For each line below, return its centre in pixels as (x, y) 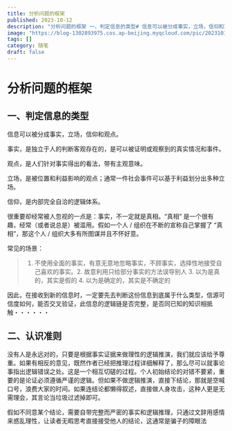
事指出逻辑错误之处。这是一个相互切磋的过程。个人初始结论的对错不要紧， (113, 372)
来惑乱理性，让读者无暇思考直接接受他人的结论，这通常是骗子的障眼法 (107, 421)
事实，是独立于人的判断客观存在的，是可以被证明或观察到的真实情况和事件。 (116, 149)
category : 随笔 (28, 46)
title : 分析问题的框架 (36, 13)
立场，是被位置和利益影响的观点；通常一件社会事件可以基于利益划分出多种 (113, 178)
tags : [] (20, 39)
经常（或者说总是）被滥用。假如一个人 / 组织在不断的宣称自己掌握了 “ (118, 225)
